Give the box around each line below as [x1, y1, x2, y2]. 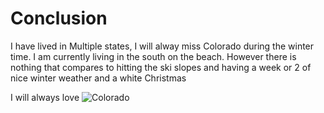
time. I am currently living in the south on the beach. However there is [10, 50, 297, 62]
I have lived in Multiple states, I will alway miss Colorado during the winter [10, 40, 315, 52]
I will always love [10, 91, 80, 103]
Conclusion [10, 7, 108, 30]
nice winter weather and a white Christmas [10, 72, 187, 84]
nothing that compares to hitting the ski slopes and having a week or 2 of [10, 61, 312, 73]
